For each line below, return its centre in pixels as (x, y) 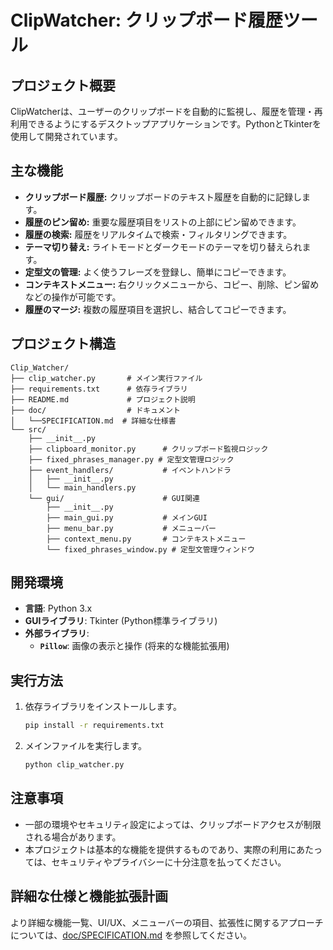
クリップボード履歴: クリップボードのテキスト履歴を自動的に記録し (163, 197)
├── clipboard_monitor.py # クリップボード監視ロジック (148, 449)
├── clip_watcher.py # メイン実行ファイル (106, 378)
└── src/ (28, 429)
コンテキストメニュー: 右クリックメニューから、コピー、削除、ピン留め (172, 284)
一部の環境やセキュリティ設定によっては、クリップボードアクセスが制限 (173, 824)
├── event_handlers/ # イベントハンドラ (130, 470)
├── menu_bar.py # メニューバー (131, 528)
